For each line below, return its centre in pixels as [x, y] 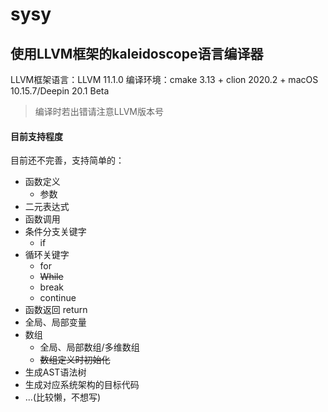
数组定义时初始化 [75, 360]
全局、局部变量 [55, 322]
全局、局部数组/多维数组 [89, 347]
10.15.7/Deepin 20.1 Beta [60, 91]
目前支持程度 [36, 136]
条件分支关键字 [55, 232]
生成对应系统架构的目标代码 [82, 385]
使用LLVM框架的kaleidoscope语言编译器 [137, 53]
